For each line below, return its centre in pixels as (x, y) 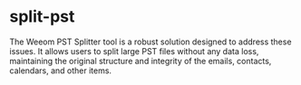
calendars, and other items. (60, 71)
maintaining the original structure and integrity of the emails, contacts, (141, 61)
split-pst (42, 17)
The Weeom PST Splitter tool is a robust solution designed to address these (150, 42)
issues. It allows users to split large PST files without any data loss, (134, 51)
